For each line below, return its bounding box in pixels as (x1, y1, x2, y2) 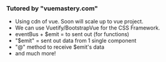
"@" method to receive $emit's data (14, 43, 104, 51)
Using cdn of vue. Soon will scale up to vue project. (14, 18, 144, 25)
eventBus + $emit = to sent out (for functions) (14, 31, 130, 38)
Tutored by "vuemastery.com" (6, 4, 98, 13)
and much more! (14, 50, 56, 57)
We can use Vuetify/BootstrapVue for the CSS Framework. (14, 24, 161, 31)
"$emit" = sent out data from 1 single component (14, 37, 137, 45)
